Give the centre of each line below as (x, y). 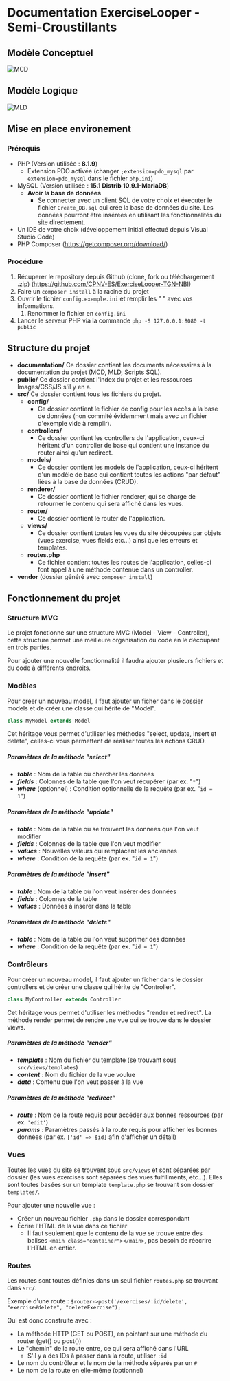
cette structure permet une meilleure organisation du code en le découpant (113, 640)
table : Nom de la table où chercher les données (85, 774)
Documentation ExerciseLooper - (104, 13)
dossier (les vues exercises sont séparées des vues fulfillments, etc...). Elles (115, 1177)
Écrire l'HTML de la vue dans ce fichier (72, 1226)
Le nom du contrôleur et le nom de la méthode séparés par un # (107, 1363)
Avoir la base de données (64, 193)
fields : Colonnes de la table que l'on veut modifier (89, 844)
